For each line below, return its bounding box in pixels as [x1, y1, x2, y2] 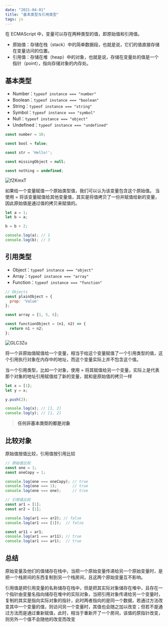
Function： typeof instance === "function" [12, 279, 102, 285]
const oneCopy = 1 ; [5, 470, 46, 475]
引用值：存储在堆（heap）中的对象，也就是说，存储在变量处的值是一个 [12, 54, 159, 60]
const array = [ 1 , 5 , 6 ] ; [5, 312, 59, 318]
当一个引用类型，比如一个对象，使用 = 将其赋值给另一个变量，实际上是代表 [5, 367, 160, 373]
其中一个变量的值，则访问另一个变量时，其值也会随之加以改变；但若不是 [9, 604, 158, 609]
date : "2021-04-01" [5, 7, 46, 13]
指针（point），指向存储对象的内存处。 [12, 61, 91, 67]
